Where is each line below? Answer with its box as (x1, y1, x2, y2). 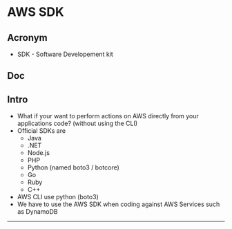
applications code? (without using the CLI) (17, 119, 138, 128)
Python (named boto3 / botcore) (27, 163, 119, 172)
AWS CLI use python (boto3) (17, 193, 99, 201)
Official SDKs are (17, 127, 66, 135)
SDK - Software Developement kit (17, 50, 114, 58)
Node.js (27, 149, 50, 157)
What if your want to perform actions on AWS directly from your (17, 112, 199, 120)
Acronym (7, 32, 48, 44)
